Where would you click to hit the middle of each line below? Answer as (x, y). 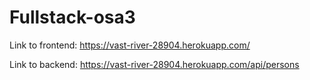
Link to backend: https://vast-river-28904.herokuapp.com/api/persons (154, 64)
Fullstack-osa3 (72, 17)
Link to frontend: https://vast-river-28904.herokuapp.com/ (130, 45)
